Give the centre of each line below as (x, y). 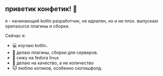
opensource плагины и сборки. (37, 26)
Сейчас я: (16, 35)
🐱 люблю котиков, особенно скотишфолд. (57, 68)
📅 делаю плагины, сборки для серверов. (55, 52)
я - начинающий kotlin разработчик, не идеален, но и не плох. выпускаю (82, 21)
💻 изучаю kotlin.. (30, 45)
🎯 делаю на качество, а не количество (53, 63)
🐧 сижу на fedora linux (35, 57)
